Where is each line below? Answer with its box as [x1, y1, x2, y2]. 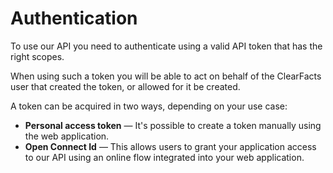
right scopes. [10, 50, 65, 62]
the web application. [24, 130, 110, 142]
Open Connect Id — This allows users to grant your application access [24, 140, 317, 152]
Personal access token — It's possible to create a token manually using [24, 119, 322, 131]
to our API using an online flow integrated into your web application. [24, 151, 305, 163]
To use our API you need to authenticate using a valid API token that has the [10, 40, 323, 52]
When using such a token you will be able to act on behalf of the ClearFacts [10, 70, 322, 82]
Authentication [10, 7, 138, 30]
